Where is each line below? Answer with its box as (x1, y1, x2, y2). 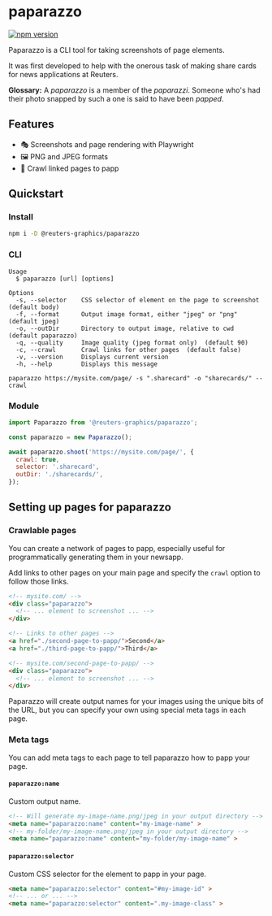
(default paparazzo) (8, 332, 79, 340)
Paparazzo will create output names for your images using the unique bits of (8, 697, 264, 706)
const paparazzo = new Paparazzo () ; (8, 433, 132, 441)
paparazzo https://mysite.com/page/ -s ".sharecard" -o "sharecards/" (8, 374, 253, 382)
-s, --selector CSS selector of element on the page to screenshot (15, 296, 260, 304)
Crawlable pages (8, 525, 77, 536)
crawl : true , (15, 455, 60, 463)
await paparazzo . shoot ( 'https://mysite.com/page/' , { (8, 448, 195, 456)
